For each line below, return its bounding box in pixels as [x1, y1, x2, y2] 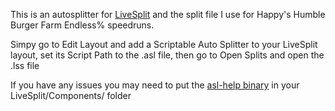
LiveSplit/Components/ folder [10, 90, 132, 101]
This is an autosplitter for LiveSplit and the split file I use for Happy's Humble [10, 9, 326, 20]
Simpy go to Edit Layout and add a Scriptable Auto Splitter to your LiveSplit [10, 39, 318, 50]
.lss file [10, 60, 40, 71]
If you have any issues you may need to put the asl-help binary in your [10, 79, 300, 91]
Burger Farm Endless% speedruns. [10, 19, 155, 31]
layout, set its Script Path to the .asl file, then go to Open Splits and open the [10, 49, 325, 61]
